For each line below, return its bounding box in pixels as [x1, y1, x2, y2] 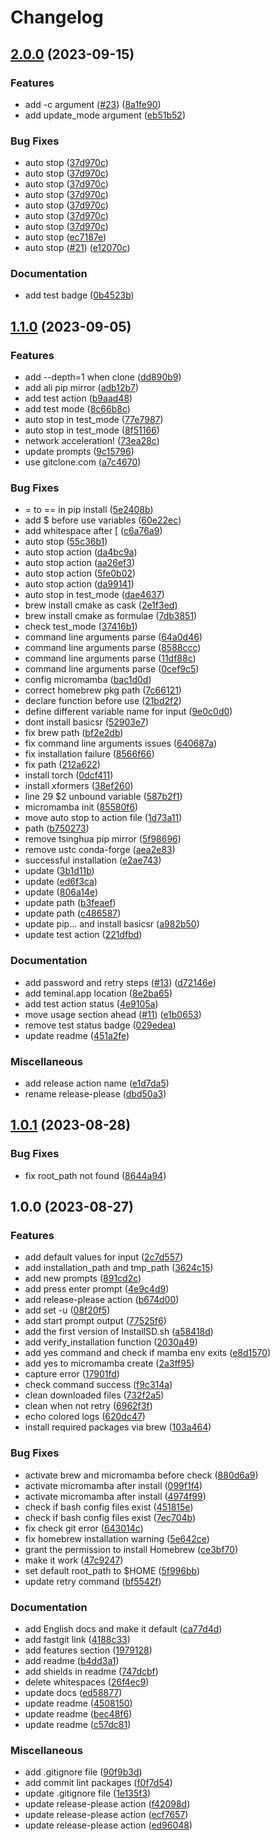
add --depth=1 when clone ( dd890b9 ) [24, 371, 182, 383]
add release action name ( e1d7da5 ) [24, 1077, 170, 1090]
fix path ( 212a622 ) [24, 759, 101, 771]
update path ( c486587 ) [24, 907, 122, 920]
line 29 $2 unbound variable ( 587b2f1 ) [24, 791, 183, 803]
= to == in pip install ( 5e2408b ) [24, 504, 154, 516]
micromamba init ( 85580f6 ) [24, 801, 139, 813]
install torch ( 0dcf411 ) [24, 769, 114, 781]
